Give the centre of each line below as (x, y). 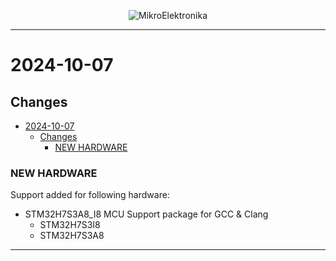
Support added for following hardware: (90, 195)
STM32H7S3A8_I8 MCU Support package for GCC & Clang (146, 214)
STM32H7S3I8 (70, 225)
